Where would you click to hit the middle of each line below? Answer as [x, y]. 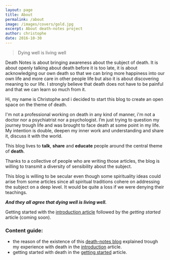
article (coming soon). [28, 217]
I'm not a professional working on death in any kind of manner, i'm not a [80, 114]
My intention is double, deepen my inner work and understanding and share [84, 130]
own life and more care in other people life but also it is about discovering [82, 79]
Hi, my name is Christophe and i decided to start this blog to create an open [84, 99]
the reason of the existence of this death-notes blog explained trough [85, 242]
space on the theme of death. [36, 104]
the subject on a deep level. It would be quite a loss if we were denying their [85, 187]
